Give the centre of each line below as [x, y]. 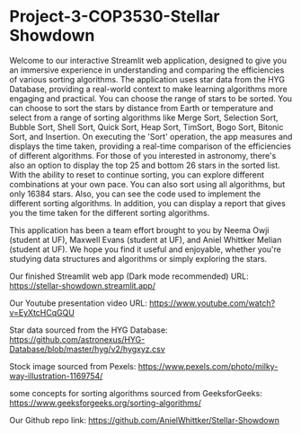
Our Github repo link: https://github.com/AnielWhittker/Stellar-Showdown [145, 420]
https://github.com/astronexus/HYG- [77, 339]
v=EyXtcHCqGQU [42, 312]
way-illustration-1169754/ [56, 376]
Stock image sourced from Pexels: [73, 366]
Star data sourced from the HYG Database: [89, 330]
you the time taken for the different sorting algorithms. [110, 213]
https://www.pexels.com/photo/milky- [208, 366]
